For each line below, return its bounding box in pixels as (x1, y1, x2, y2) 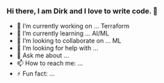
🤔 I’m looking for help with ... (16, 44, 99, 53)
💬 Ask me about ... (16, 51, 69, 59)
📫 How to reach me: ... (16, 59, 83, 68)
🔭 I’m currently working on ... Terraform (16, 22, 130, 30)
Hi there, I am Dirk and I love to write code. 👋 (6, 6, 158, 16)
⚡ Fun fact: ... (16, 69, 55, 78)
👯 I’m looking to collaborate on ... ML (16, 37, 122, 45)
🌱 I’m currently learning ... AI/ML (16, 29, 109, 37)
